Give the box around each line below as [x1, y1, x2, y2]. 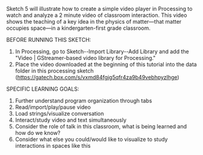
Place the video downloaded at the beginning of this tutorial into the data [15, 61, 197, 68]
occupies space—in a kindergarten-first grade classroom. [6, 24, 151, 31]
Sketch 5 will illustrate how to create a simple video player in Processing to [6, 5, 193, 12]
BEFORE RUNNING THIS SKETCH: [6, 36, 92, 43]
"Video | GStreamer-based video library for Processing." [15, 54, 156, 61]
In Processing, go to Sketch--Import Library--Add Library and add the [15, 48, 189, 55]
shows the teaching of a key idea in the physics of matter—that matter [6, 18, 182, 25]
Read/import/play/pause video [15, 104, 91, 111]
